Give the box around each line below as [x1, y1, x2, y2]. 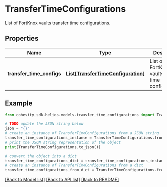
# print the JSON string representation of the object [5, 140, 121, 145]
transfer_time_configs [7, 70, 61, 77]
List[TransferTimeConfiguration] [66, 70, 145, 77]
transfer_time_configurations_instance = [5, 135, 92, 140]
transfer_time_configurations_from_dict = [5, 168, 94, 173]
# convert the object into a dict [5, 153, 77, 159]
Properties [5, 34, 39, 43]
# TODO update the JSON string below [5, 121, 83, 126]
